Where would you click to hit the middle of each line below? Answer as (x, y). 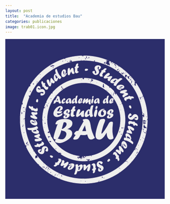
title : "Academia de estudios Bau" (44, 16)
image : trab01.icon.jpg (30, 27)
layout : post (19, 11)
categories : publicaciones (34, 21)
